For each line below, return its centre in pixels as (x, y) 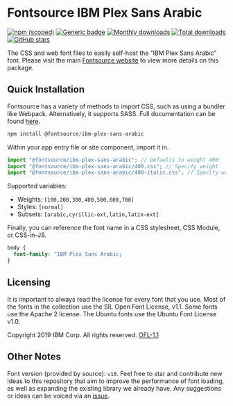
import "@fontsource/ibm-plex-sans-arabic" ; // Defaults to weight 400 (113, 160)
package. (20, 67)
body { (17, 248)
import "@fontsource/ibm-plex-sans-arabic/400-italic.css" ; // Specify (113, 173)
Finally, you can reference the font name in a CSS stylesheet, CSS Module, (114, 228)
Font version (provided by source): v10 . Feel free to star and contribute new (115, 373)
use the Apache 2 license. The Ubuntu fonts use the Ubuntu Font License (112, 314)
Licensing (29, 283)
